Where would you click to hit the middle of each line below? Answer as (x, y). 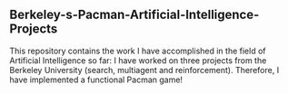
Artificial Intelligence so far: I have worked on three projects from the (138, 60)
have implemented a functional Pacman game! (96, 80)
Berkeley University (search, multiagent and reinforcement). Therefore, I (144, 70)
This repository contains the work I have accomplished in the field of (138, 51)
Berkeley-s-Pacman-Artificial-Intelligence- (134, 15)
